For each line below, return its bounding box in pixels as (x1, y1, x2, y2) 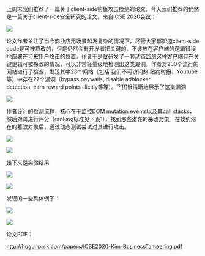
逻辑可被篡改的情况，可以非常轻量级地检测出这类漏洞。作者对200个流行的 (11, 60, 199, 67)
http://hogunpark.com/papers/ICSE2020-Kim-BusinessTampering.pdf (6, 243, 182, 250)
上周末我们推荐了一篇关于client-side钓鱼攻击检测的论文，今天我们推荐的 (6, 5, 188, 12)
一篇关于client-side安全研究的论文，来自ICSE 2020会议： (11, 13, 157, 20)
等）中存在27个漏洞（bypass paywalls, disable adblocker (6, 76, 151, 82)
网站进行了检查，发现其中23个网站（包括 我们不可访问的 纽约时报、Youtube (6, 68, 198, 75)
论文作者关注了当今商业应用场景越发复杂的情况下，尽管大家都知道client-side (6, 37, 199, 45)
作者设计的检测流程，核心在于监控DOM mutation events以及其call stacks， (6, 108, 195, 115)
